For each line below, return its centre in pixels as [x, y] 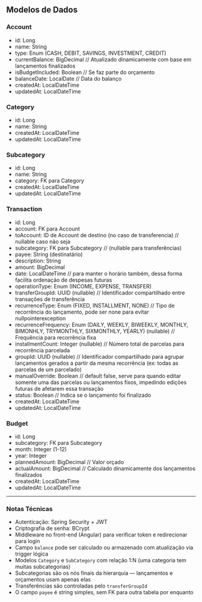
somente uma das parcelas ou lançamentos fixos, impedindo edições [101, 382]
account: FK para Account [47, 229]
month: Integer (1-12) [41, 449]
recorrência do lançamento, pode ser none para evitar [82, 312]
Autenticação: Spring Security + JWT [61, 522]
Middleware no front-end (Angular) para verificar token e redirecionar [101, 535]
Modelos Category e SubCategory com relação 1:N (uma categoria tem [100, 560]
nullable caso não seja [43, 241]
